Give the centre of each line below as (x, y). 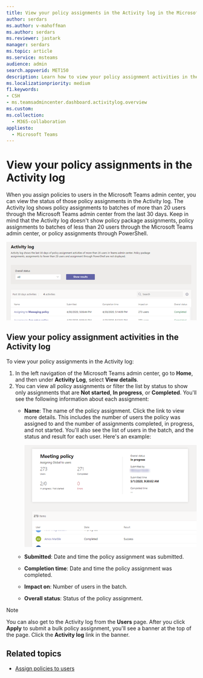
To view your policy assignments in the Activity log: (70, 361)
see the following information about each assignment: (82, 399)
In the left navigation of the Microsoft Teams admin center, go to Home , (104, 373)
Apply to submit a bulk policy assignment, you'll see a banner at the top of (99, 628)
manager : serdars (28, 45)
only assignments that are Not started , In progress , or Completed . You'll (106, 392)
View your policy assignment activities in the (93, 337)
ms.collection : (25, 115)
